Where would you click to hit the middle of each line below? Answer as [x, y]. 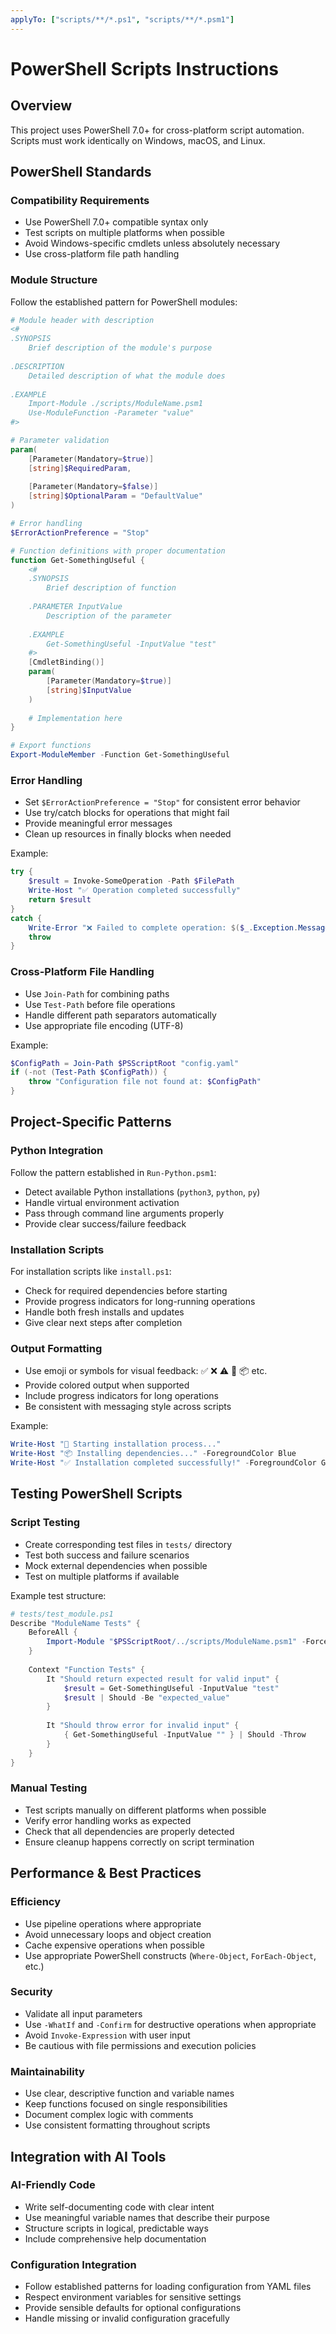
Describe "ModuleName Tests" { [75, 1623]
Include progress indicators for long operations [121, 1396]
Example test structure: [58, 1595]
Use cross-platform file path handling [102, 254]
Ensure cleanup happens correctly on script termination [139, 1842]
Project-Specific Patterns [91, 1122]
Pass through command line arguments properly [124, 1213]
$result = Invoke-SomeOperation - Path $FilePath [131, 881]
